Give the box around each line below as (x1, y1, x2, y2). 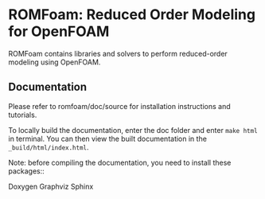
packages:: (8, 166, 45, 176)
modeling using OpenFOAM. (8, 57, 101, 67)
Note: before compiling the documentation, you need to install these (8, 158, 232, 167)
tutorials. (8, 110, 37, 119)
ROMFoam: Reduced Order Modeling (8, 6, 256, 24)
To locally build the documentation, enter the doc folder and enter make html (8, 125, 258, 135)
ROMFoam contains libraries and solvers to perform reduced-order (8, 49, 228, 58)
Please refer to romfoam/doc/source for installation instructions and (8, 101, 231, 111)
